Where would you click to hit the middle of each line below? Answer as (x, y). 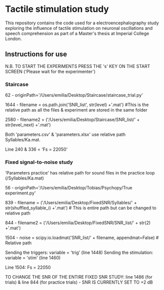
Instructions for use (36, 54)
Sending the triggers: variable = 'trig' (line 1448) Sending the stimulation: (79, 253)
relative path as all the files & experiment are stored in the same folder (76, 110)
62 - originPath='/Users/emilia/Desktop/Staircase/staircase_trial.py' (74, 95)
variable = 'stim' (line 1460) (33, 258)
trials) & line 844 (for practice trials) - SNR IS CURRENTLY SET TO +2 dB (79, 282)
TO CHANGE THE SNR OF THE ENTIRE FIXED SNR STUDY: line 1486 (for (79, 277)
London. (14, 39)
